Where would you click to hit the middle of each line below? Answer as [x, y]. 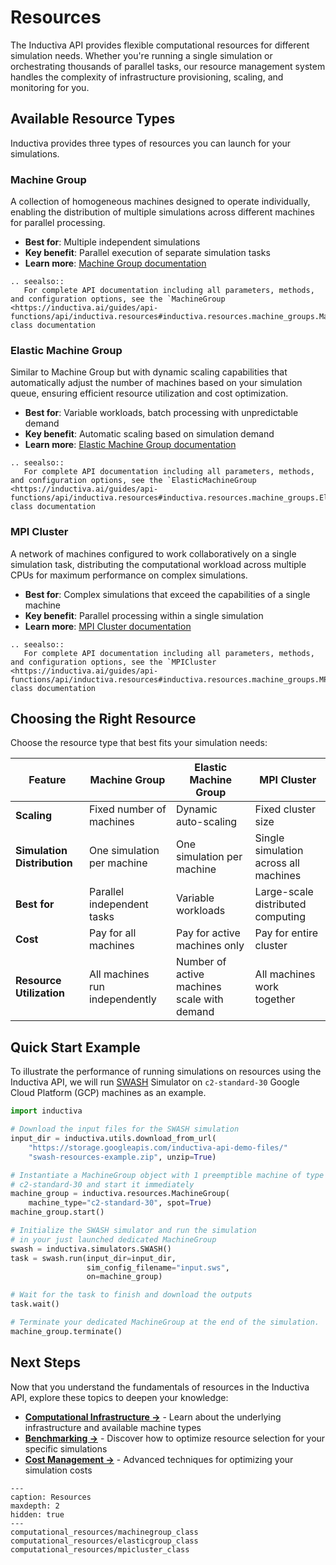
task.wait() [35, 1304]
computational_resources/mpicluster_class [100, 1549]
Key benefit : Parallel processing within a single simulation [144, 615]
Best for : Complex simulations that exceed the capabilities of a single [167, 594]
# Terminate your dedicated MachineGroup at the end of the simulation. [165, 1322]
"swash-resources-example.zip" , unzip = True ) [122, 1157]
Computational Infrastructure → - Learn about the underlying [153, 1417]
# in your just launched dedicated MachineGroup [113, 1239]
